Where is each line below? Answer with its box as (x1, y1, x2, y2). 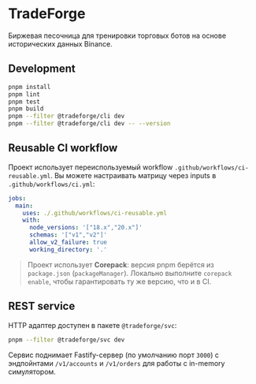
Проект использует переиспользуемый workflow (8, 162, 173, 172)
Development (8, 62, 76, 76)
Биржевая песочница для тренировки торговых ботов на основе (8, 31, 227, 40)
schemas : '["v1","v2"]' (28, 231, 108, 239)
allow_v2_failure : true (28, 238, 108, 247)
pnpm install (8, 83, 51, 91)
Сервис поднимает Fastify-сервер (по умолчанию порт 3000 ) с (8, 350, 219, 360)
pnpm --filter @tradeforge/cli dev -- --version (8, 120, 171, 128)
